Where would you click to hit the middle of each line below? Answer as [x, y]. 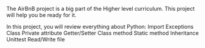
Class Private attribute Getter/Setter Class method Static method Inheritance [102, 33]
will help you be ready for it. [41, 15]
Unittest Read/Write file [36, 39]
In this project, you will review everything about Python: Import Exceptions [100, 27]
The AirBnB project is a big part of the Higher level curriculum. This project [100, 9]
